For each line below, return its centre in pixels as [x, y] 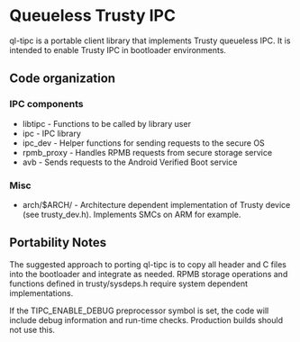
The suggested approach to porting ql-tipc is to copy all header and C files [148, 264]
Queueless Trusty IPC [92, 16]
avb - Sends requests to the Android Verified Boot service [130, 162]
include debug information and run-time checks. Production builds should [146, 319]
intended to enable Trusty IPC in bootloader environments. [118, 49]
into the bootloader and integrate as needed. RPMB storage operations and [149, 274]
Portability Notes [58, 243]
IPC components [46, 104]
